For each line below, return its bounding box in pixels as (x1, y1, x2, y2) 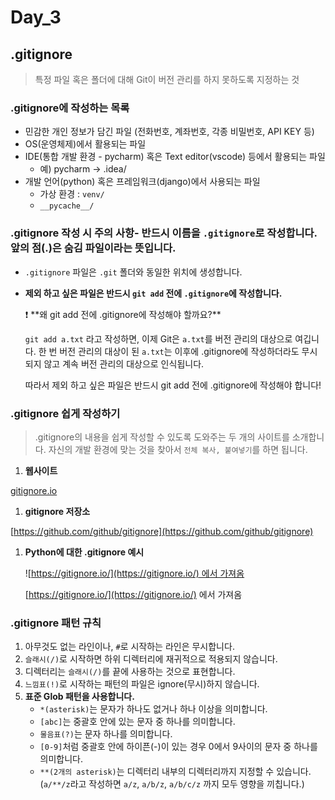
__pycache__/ (39, 201, 95, 211)
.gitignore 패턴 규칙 (10, 616, 102, 630)
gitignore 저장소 (24, 505, 91, 517)
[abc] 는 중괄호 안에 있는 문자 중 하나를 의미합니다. (39, 716, 236, 728)
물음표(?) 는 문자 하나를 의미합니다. (39, 728, 173, 740)
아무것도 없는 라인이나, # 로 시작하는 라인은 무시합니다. (24, 641, 235, 653)
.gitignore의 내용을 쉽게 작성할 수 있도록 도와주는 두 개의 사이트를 (34, 431, 290, 443)
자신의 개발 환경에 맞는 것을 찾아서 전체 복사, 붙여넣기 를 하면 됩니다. (48, 443, 308, 455)
